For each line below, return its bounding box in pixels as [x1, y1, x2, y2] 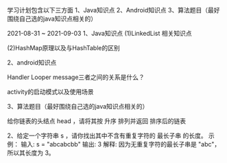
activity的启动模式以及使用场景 [7, 88, 94, 96]
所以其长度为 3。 [7, 149, 55, 157]
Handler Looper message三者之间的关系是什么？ [7, 73, 145, 81]
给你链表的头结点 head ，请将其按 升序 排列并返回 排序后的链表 [7, 117, 187, 125]
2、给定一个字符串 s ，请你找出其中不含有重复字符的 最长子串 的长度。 [7, 131, 207, 140]
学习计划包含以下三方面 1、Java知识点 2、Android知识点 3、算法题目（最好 [7, 6, 220, 14]
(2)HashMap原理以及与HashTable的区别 [7, 44, 120, 52]
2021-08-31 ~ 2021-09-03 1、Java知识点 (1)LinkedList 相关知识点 [7, 30, 192, 37]
